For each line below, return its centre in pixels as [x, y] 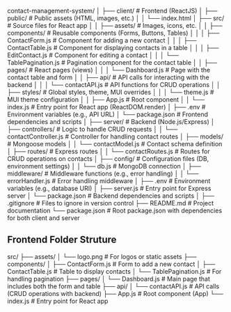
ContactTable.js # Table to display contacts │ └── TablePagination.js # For [114, 271]
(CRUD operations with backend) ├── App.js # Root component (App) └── [115, 293]
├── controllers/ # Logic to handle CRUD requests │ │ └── [93, 129]
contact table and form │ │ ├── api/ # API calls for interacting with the [109, 77]
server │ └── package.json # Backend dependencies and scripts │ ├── [111, 196]
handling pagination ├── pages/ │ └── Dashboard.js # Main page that [109, 279]
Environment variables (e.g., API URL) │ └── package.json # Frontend [108, 114]
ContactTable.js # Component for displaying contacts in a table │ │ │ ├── [113, 48]
